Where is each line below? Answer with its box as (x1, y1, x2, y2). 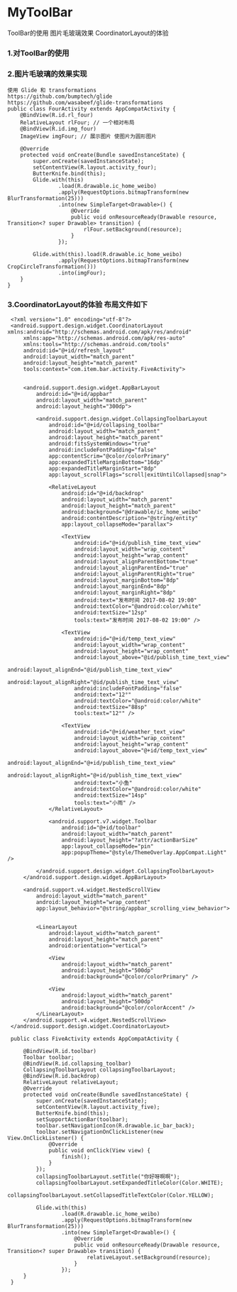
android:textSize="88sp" (74, 704, 148, 711)
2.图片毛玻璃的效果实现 (7, 69, 87, 79)
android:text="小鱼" (74, 780, 133, 787)
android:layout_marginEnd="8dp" (74, 583, 170, 590)
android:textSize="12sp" (74, 609, 148, 617)
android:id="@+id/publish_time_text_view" (74, 540, 202, 547)
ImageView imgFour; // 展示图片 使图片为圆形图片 (20, 133, 157, 140)
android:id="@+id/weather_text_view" (74, 729, 186, 736)
